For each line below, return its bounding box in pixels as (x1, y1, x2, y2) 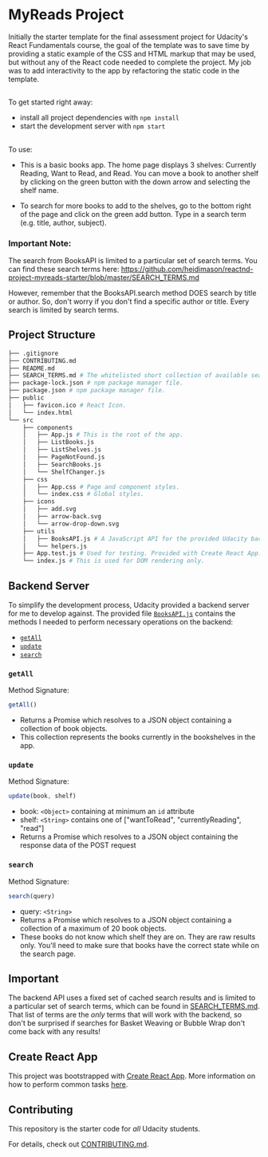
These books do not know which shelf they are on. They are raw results (19, 931, 256, 942)
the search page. (19, 949, 76, 958)
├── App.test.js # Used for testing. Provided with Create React (22, 549, 245, 557)
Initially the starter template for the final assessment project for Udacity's (8, 32, 249, 41)
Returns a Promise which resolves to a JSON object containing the (19, 832, 238, 842)
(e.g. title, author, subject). (19, 218, 107, 227)
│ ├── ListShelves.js (22, 446, 102, 454)
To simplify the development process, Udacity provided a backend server (8, 600, 250, 610)
